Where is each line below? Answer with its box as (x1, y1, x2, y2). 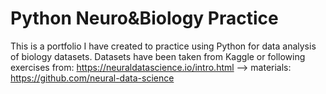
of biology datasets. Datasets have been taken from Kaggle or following (10, 50, 306, 62)
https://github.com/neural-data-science (10, 72, 175, 84)
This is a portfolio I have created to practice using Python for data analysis (10, 40, 317, 52)
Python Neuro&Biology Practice (10, 7, 279, 30)
